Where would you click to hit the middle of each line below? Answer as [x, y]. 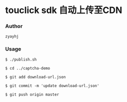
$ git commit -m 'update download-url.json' [52, 85]
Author [14, 26]
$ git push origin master [32, 94]
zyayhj [12, 36]
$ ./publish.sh [21, 59]
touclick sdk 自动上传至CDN [64, 10]
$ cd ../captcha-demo [28, 68]
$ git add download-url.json [35, 77]
